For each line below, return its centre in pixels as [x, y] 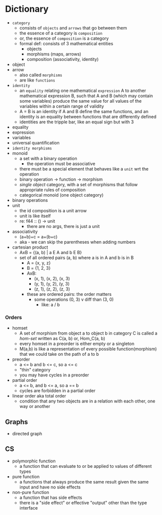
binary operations [30, 200]
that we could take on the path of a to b [59, 354]
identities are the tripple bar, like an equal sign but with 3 [77, 122]
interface [29, 508]
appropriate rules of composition [52, 190]
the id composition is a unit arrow [53, 210]
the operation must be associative [61, 164]
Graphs [17, 422]
